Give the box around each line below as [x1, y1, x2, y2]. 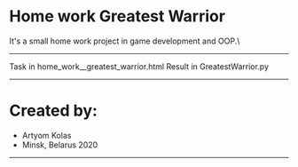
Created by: [9, 100, 98, 121]
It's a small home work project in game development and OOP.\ [9, 36, 240, 46]
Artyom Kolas [21, 130, 72, 140]
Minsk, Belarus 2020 [21, 139, 98, 150]
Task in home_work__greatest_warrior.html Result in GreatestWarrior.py [9, 60, 269, 72]
